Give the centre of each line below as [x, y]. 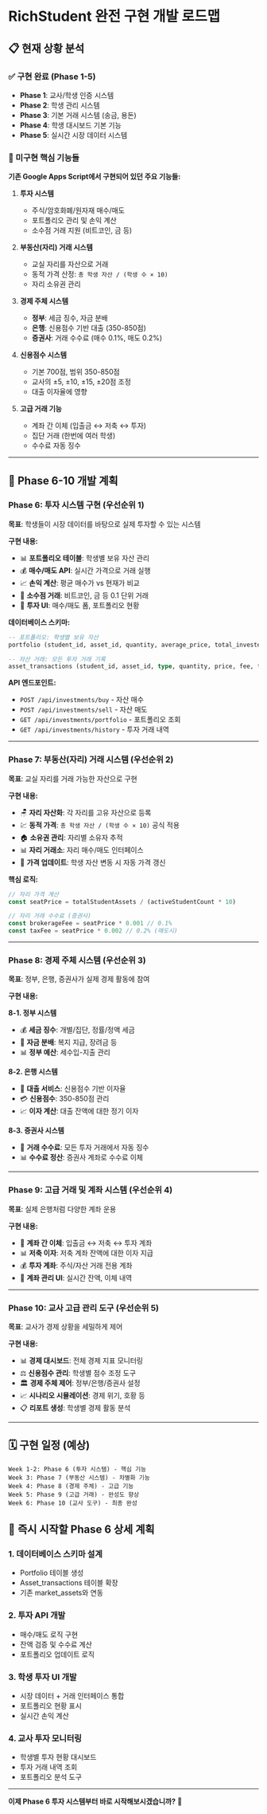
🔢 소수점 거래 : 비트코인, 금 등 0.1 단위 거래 [84, 595]
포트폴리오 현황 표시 [50, 1706]
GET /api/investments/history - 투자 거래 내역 [94, 729]
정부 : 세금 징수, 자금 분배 [70, 318]
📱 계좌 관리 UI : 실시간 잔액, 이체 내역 [76, 1278]
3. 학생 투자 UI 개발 [43, 1677]
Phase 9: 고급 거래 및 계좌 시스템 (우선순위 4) [91, 1190]
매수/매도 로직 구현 [48, 1634]
